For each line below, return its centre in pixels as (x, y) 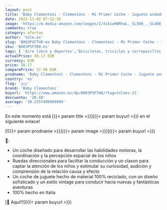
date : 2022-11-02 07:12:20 (33, 19)
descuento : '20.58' (25, 97)
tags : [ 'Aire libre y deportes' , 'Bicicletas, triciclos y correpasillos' (84, 51)
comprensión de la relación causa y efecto (56, 171)
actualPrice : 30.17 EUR (30, 56)
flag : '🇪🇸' (17, 83)
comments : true (21, 28)
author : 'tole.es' (24, 38)
